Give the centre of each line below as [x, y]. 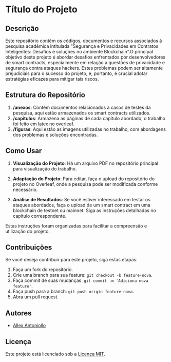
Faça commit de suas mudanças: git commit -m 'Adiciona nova [80, 280]
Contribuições [29, 247]
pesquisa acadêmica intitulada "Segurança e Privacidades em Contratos [82, 46]
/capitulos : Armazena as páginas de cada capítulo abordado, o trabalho [89, 118]
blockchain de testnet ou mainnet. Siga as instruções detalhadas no [84, 210]
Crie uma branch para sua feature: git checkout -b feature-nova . [83, 275]
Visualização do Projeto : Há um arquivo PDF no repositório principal [85, 163]
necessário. [25, 189]
